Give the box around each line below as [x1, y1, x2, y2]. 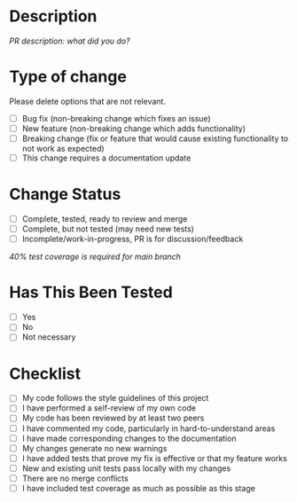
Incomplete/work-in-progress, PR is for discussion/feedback [21, 233, 244, 245]
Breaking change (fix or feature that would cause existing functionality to [21, 133, 289, 144]
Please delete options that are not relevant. [9, 96, 167, 106]
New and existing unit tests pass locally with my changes [21, 463, 231, 474]
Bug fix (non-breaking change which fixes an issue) [21, 113, 211, 123]
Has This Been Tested [9, 282, 173, 302]
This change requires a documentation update [21, 153, 191, 163]
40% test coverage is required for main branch [9, 251, 182, 263]
